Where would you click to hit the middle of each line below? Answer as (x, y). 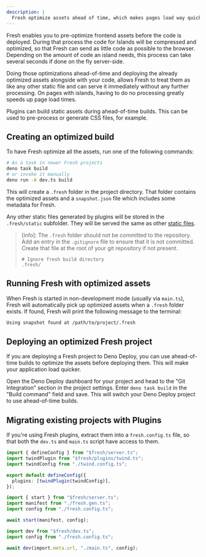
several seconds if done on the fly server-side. (65, 61)
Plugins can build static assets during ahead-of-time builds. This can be (97, 111)
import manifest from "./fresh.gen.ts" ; (59, 504)
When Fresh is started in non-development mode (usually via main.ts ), (96, 298)
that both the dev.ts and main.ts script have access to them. (83, 442)
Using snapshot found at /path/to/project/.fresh (71, 323)
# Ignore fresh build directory (63, 259)
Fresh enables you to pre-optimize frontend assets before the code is (94, 35)
